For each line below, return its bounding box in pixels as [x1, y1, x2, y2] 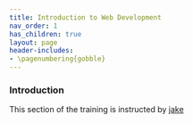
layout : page [9, 37, 58, 47]
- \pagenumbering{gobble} [9, 54, 105, 63]
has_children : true [9, 29, 82, 38]
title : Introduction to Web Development [9, 12, 163, 22]
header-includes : [9, 46, 74, 55]
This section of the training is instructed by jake [9, 104, 185, 115]
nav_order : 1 [9, 21, 58, 30]
